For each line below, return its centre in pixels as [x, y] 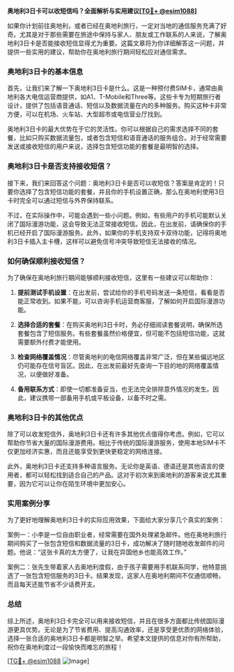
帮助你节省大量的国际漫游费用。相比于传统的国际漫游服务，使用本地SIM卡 [114, 443]
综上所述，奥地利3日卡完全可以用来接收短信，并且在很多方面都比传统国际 [113, 620]
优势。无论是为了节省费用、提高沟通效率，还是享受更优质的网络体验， [126, 629]
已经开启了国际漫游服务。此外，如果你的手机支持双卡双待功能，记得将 [114, 232]
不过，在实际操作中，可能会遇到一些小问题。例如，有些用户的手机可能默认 [114, 215]
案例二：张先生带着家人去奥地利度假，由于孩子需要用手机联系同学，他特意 [114, 567]
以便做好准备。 [51, 374]
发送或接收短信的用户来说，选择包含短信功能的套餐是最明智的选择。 [105, 146]
